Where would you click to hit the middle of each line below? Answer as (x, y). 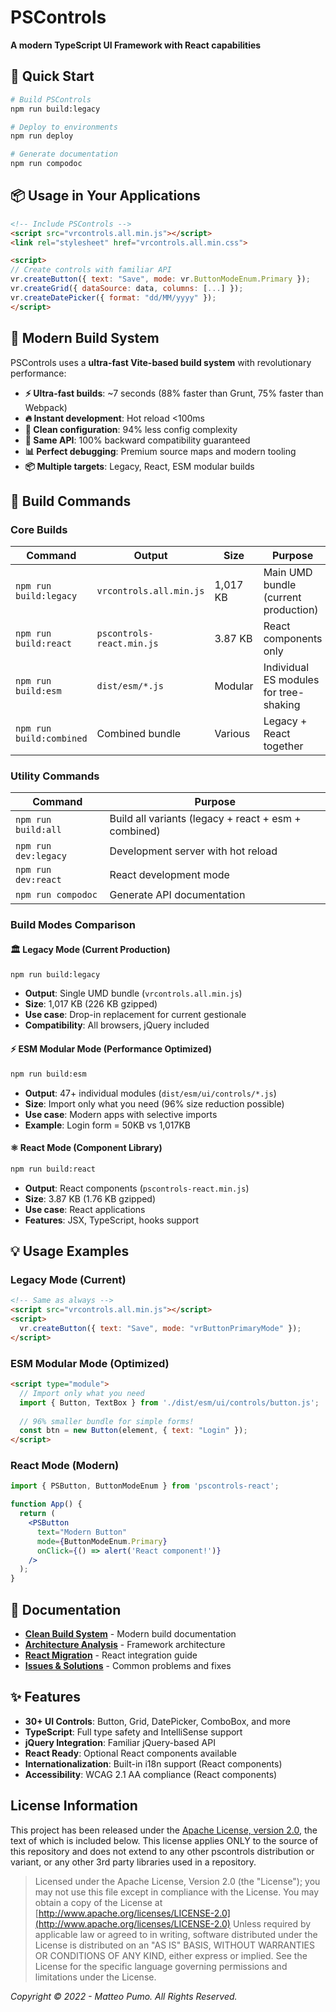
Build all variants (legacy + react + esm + (205, 819)
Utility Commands (55, 776)
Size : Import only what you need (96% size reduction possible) (154, 1103)
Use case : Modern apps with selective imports (121, 1114)
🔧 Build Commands (71, 501)
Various (232, 734)
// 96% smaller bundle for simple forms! (107, 1421)
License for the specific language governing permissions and (161, 1966)
